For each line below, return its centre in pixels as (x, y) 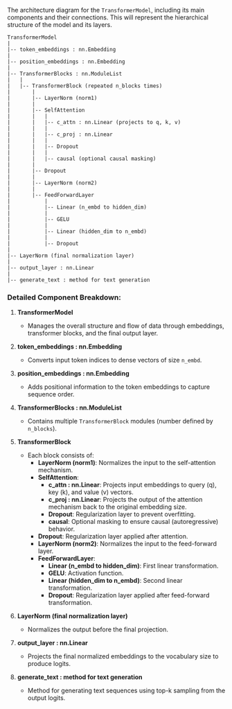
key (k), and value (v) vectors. (91, 492)
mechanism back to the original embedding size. (117, 507)
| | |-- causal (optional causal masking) (82, 159)
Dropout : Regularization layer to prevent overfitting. (122, 514)
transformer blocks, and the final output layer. (93, 333)
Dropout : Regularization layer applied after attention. (113, 536)
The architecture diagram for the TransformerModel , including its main (106, 10)
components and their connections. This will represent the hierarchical (108, 17)
